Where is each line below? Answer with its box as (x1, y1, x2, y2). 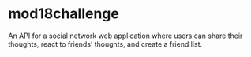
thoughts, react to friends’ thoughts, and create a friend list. (8, 39, 203, 48)
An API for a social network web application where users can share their (8, 31, 243, 40)
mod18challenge (8, 5, 120, 23)
